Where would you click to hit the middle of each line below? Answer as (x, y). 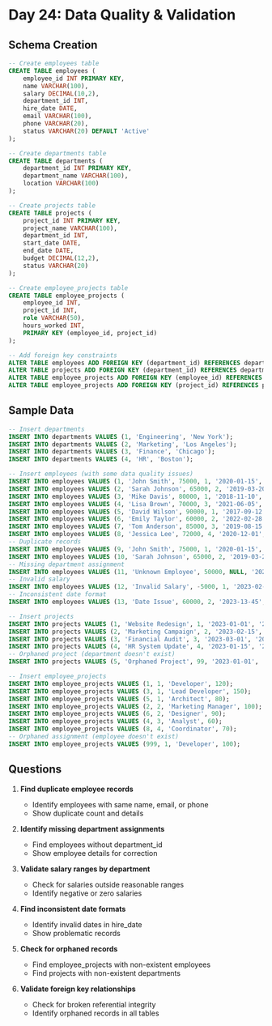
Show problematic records (76, 933)
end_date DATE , (49, 251)
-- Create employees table (54, 63)
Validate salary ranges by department (85, 869)
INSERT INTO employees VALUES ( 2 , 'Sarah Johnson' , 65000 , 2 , (115, 489)
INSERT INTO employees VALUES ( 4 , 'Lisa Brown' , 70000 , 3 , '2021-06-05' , (136, 504)
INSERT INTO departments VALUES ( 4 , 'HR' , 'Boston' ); (101, 459)
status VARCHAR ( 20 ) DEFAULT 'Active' (87, 131)
